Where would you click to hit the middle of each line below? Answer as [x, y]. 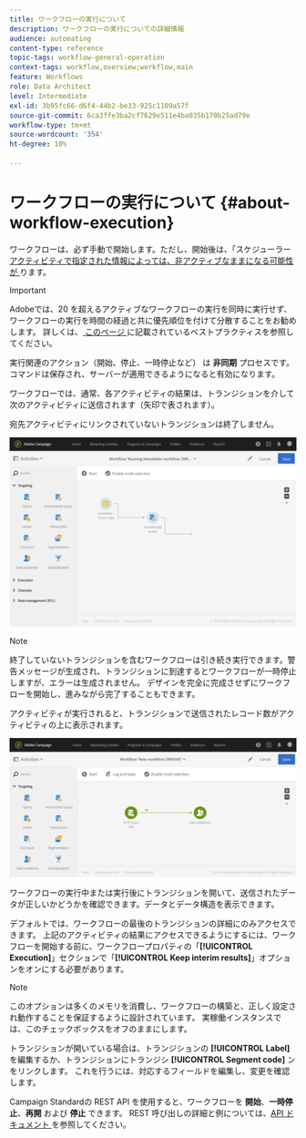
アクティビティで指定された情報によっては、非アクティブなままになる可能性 [152, 261]
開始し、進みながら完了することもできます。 [117, 694]
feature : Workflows [46, 77]
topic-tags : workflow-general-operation [87, 58]
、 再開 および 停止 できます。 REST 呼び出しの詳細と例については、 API [151, 1113]
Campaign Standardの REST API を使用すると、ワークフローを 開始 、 [139, 1102]
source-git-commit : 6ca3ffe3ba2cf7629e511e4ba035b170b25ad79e [130, 115]
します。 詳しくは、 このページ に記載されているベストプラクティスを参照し [152, 332]
